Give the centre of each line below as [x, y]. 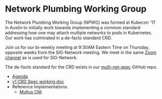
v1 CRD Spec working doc [38, 82]
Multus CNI [31, 92]
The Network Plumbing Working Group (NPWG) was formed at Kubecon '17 [80, 22]
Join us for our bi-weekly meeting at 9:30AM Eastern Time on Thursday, [77, 47]
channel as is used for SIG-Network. [41, 57]
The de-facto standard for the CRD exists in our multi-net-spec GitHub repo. [81, 67]
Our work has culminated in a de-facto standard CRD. [59, 38]
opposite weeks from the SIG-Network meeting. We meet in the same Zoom [81, 52]
